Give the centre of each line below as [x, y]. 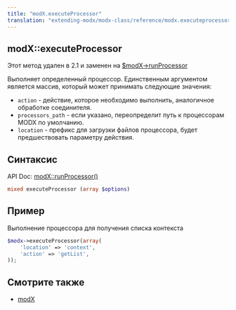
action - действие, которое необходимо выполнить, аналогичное [116, 100]
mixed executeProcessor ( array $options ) [69, 189]
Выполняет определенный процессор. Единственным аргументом [107, 79]
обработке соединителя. [55, 108]
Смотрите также [46, 282]
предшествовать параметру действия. [76, 137]
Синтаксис [32, 160]
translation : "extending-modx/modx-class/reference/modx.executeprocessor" [120, 20]
